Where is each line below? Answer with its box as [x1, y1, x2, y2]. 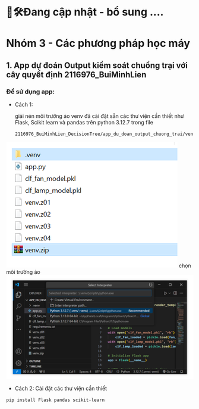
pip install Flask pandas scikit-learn [6, 397, 105, 403]
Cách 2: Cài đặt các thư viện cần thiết [14, 385, 108, 392]
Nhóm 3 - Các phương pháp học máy [6, 37, 191, 50]
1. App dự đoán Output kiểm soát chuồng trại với [6, 60, 188, 70]
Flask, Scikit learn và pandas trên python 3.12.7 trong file [14, 119, 153, 126]
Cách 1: [14, 101, 33, 108]
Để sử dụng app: [6, 88, 55, 96]
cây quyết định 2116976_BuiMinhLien [6, 70, 147, 80]
